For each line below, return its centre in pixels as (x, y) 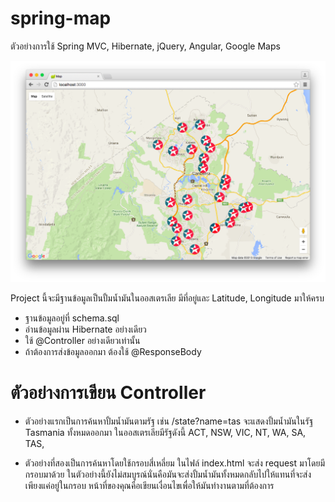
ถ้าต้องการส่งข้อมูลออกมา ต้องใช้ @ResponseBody (113, 351)
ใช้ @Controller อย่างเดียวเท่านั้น (82, 340)
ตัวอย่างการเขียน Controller (108, 393)
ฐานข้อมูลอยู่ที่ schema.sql (72, 318)
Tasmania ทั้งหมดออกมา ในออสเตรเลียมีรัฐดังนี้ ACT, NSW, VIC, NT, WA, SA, (165, 432)
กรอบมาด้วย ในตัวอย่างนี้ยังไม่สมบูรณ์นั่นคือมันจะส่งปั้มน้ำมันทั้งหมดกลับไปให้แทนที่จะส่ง (168, 474)
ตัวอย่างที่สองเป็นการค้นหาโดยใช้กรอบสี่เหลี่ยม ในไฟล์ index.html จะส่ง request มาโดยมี (175, 463)
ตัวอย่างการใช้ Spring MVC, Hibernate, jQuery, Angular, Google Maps (145, 46)
